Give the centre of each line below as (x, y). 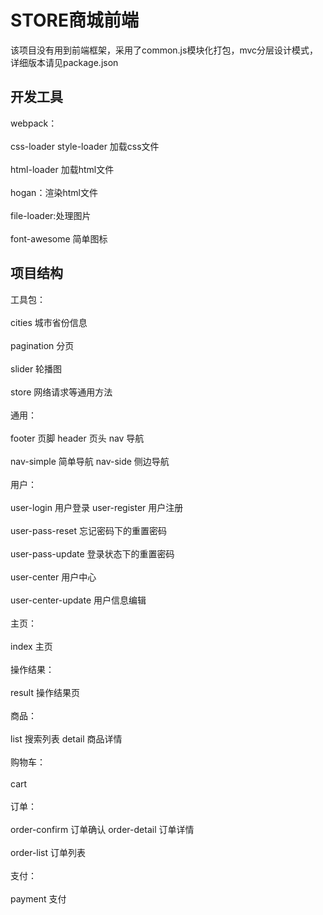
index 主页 (31, 646)
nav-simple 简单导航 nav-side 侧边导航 (90, 461)
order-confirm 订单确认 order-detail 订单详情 (102, 829)
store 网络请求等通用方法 (61, 392)
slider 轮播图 (36, 368)
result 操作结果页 (45, 692)
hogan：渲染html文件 (54, 192)
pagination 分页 (42, 345)
